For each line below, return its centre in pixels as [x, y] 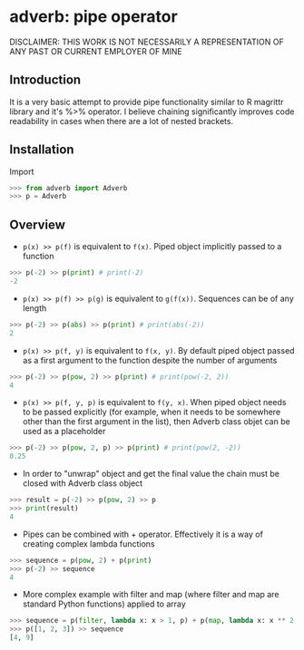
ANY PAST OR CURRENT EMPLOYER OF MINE [96, 51]
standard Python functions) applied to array [104, 604]
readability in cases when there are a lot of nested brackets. [122, 121]
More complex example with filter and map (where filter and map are [151, 595]
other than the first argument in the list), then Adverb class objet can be [156, 422]
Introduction [45, 80]
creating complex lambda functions [89, 543]
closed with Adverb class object [83, 483]
